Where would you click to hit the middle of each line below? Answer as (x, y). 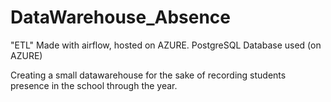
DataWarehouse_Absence (121, 17)
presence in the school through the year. (94, 85)
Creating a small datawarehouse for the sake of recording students (148, 75)
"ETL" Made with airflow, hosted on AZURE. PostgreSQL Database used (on (166, 45)
